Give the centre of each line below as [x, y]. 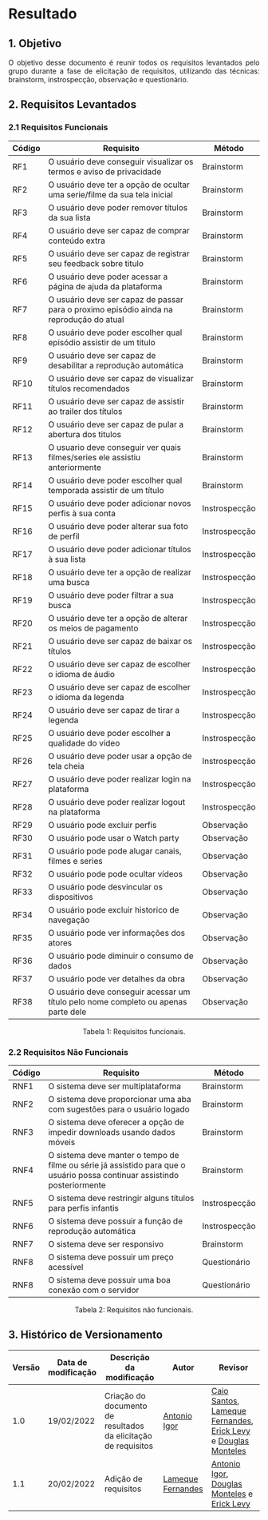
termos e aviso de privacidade [105, 171]
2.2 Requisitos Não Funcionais [69, 1052]
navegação [69, 920]
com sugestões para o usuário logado [119, 1109]
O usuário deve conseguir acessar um [119, 992]
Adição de [124, 1478]
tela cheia [67, 766]
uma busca [69, 582]
